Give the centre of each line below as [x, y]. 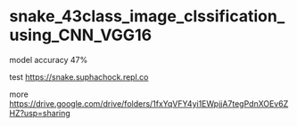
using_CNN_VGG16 [81, 35]
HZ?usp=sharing [40, 113]
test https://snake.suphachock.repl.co [79, 76]
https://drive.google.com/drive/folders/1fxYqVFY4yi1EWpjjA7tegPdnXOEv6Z [149, 103]
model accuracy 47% [49, 60]
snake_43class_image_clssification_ [147, 16]
